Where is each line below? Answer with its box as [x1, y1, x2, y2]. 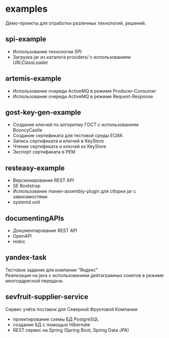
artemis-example [5, 74, 61, 83]
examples [5, 3, 48, 15]
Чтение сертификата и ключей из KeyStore [12, 143, 107, 150]
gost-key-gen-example [5, 108, 81, 117]
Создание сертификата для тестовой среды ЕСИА [12, 133, 123, 139]
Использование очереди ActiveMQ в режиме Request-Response [12, 93, 154, 99]
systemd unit [12, 199, 40, 205]
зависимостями [12, 194, 48, 200]
